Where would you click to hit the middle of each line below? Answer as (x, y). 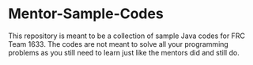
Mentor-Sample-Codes (86, 14)
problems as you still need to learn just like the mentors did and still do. (124, 52)
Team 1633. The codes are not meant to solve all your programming (119, 44)
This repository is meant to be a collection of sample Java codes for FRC (126, 36)
